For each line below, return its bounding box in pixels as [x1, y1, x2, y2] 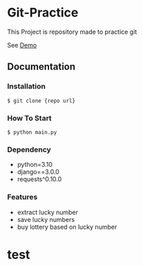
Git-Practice [7, 5, 79, 21]
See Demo [7, 41, 37, 49]
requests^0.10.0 [17, 175, 62, 183]
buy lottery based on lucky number [17, 223, 117, 231]
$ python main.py [7, 129, 57, 136]
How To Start [7, 113, 52, 123]
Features [7, 192, 38, 202]
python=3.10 [17, 161, 53, 169]
